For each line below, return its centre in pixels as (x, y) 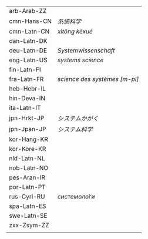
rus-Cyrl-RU (27, 196)
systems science (80, 60)
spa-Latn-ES (28, 206)
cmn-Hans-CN (30, 21)
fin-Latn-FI (25, 70)
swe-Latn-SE (28, 216)
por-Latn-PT (27, 187)
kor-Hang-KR (28, 139)
